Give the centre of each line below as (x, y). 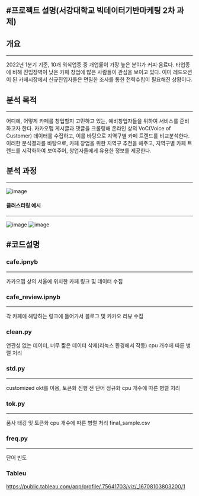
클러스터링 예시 (24, 206)
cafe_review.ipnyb (33, 297)
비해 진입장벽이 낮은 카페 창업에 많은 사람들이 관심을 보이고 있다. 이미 (92, 72)
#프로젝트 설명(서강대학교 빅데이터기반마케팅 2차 (91, 11)
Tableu (16, 473)
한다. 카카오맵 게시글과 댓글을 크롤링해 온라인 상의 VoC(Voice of (96, 129)
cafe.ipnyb (22, 262)
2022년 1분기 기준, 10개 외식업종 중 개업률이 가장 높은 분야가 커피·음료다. (90, 65)
